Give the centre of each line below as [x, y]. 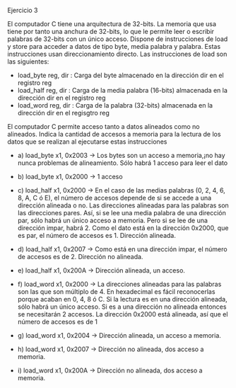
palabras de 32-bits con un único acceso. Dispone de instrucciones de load [118, 39]
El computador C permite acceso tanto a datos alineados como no [104, 126]
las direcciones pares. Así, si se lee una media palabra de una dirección [122, 213]
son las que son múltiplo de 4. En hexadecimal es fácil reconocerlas [116, 292]
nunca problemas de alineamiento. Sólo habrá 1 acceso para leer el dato [123, 163]
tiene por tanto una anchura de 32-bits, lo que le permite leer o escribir [111, 32]
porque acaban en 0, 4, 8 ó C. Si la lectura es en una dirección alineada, [122, 299]
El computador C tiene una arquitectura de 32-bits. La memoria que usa [112, 24]
